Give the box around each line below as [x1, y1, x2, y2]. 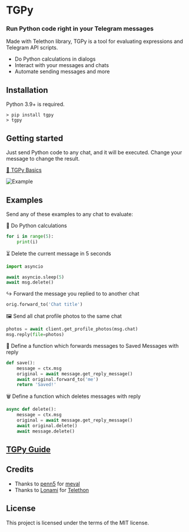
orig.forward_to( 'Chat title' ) [6, 301, 83, 308]
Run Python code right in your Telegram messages [6, 25, 154, 33]
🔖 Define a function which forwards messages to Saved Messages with [6, 342, 179, 349]
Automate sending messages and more [14, 68, 110, 75]
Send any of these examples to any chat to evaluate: [6, 210, 134, 218]
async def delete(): [6, 407, 57, 413]
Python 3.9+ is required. [6, 101, 65, 108]
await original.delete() [16, 423, 78, 428]
